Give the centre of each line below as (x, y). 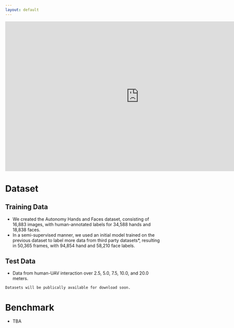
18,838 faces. (26, 230)
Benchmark (30, 307)
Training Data (27, 207)
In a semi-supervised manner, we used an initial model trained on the (83, 235)
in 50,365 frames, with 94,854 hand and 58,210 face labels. (74, 246)
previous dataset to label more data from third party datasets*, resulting (86, 240)
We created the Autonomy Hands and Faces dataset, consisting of (81, 219)
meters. (20, 279)
